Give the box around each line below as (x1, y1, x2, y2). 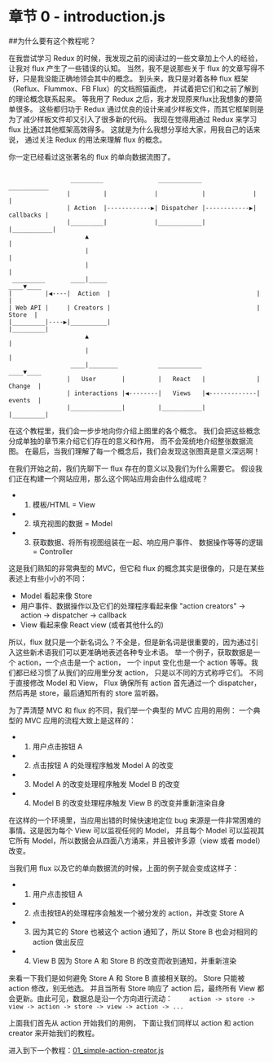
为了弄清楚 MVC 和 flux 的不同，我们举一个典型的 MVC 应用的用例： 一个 (8, 705, 254, 715)
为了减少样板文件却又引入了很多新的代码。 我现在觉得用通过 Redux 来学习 (8, 114, 258, 124)
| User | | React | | (66, 375, 261, 383)
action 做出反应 (32, 937, 85, 947)
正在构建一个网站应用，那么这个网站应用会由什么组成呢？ (15, 473, 209, 483)
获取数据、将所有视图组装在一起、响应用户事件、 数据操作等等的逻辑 (32, 537, 263, 547)
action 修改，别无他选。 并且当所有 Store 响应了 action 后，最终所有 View (8, 983, 255, 993)
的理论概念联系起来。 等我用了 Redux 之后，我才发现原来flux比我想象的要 (8, 94, 255, 103)
